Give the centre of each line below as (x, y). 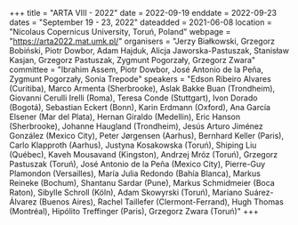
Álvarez (23, 202)
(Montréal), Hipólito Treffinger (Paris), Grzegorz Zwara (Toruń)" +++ (134, 211)
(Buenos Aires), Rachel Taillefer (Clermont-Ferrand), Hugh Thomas (161, 202)
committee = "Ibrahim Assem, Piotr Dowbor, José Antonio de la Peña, (137, 69)
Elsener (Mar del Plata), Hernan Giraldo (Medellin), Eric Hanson (125, 117)
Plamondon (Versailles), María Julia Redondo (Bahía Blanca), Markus (135, 173)
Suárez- (259, 192)
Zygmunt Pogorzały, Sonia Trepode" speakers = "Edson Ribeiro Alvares (140, 79)
